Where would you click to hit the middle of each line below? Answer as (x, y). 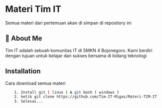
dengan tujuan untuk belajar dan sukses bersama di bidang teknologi (76, 55)
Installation (23, 71)
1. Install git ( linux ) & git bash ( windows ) (67, 92)
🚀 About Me (24, 38)
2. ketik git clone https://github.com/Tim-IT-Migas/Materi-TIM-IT (85, 97)
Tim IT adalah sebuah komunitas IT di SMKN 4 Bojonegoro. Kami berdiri (79, 50)
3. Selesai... (29, 102)
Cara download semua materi (35, 83)
